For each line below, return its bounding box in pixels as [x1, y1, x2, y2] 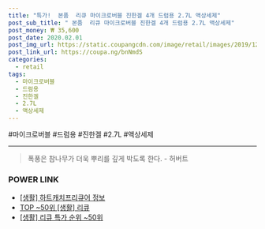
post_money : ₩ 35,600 [8, 26, 80, 34]
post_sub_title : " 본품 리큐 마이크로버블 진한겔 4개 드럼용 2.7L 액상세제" [8, 19, 235, 27]
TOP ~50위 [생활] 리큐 [19, 203, 90, 212]
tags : [8, 70, 26, 78]
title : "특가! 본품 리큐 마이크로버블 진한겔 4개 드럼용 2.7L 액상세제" [8, 11, 221, 20]
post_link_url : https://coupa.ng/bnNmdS [8, 48, 144, 56]
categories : [8, 56, 47, 64]
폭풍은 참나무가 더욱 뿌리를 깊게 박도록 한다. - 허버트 [27, 154, 189, 163]
